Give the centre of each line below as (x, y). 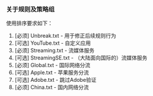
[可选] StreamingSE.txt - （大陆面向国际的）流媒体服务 (81, 58)
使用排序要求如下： (30, 23)
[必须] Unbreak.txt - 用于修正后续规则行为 (65, 36)
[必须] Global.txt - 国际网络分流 (52, 65)
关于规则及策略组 (30, 9)
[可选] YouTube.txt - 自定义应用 (53, 43)
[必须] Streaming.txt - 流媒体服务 (54, 51)
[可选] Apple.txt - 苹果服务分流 (52, 72)
